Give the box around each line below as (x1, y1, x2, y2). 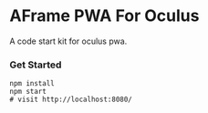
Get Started (9, 58, 62, 71)
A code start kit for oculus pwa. (9, 36, 128, 46)
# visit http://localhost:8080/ (9, 95, 132, 105)
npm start (9, 87, 47, 97)
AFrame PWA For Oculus (9, 5, 200, 26)
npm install (9, 79, 55, 88)
